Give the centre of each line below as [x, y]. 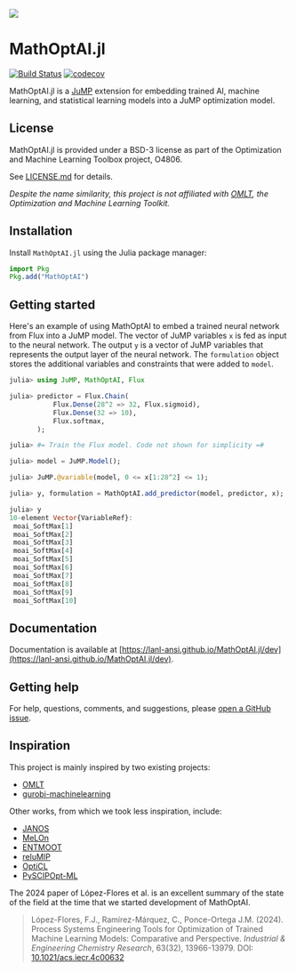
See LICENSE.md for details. [61, 176]
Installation [41, 231]
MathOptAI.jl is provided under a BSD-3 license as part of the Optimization [145, 149]
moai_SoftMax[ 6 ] [43, 567]
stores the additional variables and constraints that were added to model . [141, 364]
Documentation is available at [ [66, 650]
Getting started [52, 305]
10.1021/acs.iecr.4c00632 [77, 957]
